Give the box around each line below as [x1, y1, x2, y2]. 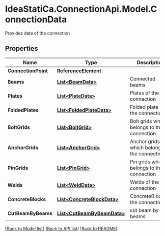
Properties [5, 44, 38, 53]
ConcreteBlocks [7, 196, 46, 203]
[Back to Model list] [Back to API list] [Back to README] [5, 225, 118, 232]
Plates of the [130, 89, 159, 96]
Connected [130, 75, 156, 82]
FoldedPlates [7, 107, 39, 114]
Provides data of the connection [5, 30, 70, 36]
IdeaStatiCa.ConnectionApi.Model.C [5, 3, 157, 15]
